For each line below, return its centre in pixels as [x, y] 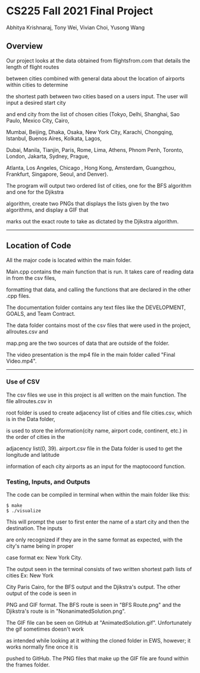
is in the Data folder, [31, 419]
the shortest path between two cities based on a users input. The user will [97, 96]
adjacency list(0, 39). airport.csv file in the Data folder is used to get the [94, 448]
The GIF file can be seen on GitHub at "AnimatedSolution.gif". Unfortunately [99, 623]
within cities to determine [37, 85]
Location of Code [39, 246]
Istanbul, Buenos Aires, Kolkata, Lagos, [54, 138]
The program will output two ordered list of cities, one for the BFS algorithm [99, 185]
